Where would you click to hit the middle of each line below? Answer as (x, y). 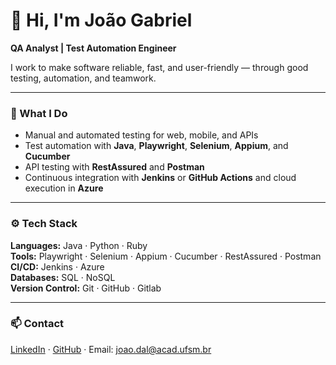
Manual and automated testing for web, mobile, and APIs (141, 135)
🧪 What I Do (39, 113)
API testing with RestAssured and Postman (114, 167)
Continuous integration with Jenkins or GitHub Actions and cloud (160, 178)
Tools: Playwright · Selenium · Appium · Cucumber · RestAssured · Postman (166, 256)
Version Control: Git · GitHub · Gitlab (86, 288)
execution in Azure (64, 188)
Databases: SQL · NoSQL (63, 277)
